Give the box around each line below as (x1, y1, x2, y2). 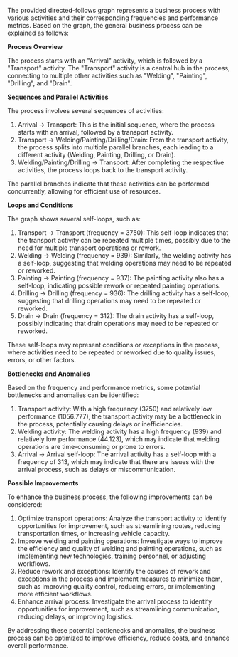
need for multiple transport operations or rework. (17, 243, 161, 252)
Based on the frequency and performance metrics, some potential (7, 384, 201, 391)
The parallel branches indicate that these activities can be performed (7, 179, 210, 188)
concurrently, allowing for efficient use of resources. (7, 187, 161, 195)
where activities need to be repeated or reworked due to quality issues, (7, 348, 216, 357)
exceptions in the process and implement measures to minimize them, (17, 574, 223, 583)
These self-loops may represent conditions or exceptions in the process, (7, 341, 220, 349)
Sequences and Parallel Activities (7, 93, 109, 101)
